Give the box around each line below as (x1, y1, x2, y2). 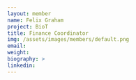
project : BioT (7, 23, 49, 30)
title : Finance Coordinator (7, 29, 89, 37)
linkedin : (7, 62, 36, 69)
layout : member (7, 10, 52, 17)
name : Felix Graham (7, 17, 64, 24)
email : (7, 42, 27, 49)
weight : (7, 49, 30, 56)
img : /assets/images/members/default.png (7, 36, 130, 43)
